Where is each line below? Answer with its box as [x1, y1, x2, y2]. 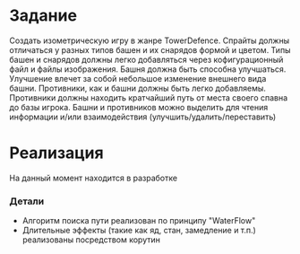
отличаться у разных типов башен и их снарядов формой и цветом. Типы [9, 44, 291, 55]
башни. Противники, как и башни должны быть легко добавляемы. [9, 83, 267, 93]
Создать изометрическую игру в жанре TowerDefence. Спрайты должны [9, 35, 290, 46]
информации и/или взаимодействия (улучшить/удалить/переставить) [9, 111, 277, 122]
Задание [9, 5, 78, 26]
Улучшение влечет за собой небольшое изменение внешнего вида [9, 73, 267, 83]
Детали [9, 195, 45, 207]
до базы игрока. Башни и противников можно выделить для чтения [9, 101, 269, 112]
